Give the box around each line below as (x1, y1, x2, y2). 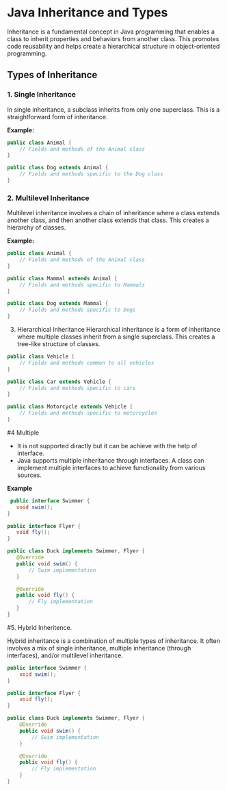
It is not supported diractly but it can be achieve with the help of (16, 441, 198, 450)
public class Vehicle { (7, 353, 75, 361)
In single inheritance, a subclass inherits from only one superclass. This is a (7, 105, 220, 114)
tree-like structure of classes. (16, 340, 101, 348)
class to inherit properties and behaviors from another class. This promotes (7, 34, 219, 42)
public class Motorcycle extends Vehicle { (7, 403, 133, 411)
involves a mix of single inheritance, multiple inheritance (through (7, 644, 191, 652)
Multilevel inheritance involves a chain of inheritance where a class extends (7, 209, 220, 217)
